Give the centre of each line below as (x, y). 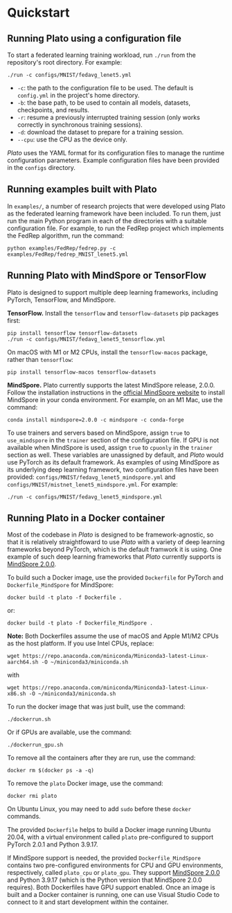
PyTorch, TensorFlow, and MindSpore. (62, 299)
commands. (24, 817)
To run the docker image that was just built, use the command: (96, 707)
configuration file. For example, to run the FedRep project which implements (116, 228)
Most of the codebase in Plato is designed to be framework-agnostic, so (110, 534)
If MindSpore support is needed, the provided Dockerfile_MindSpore (104, 858)
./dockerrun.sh (29, 720)
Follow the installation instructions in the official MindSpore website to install (116, 392)
